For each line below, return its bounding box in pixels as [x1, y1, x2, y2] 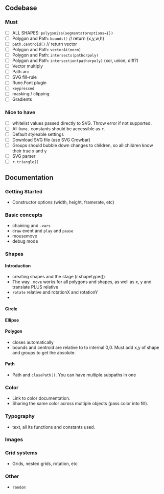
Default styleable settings [12, 131, 64, 137]
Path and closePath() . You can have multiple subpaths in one [12, 372, 136, 378]
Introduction [5, 262, 31, 268]
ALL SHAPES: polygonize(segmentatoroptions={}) [12, 29, 114, 36]
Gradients [12, 96, 32, 102]
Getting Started [5, 188, 43, 195]
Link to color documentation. [12, 395, 70, 401]
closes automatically [12, 339, 54, 345]
